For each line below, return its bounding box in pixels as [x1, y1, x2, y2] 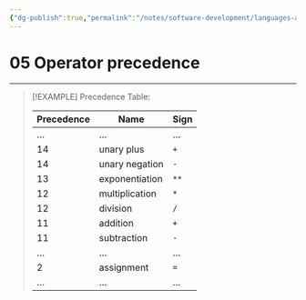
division [98, 202, 133, 215]
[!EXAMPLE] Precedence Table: [31, 91, 150, 102]
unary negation [98, 157, 164, 170]
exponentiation [98, 172, 163, 185]
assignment [98, 261, 149, 274]
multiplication [98, 187, 157, 200]
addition [98, 216, 134, 229]
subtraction [98, 231, 148, 244]
